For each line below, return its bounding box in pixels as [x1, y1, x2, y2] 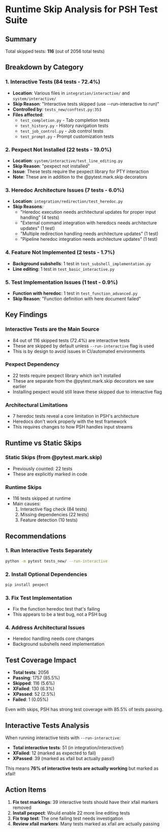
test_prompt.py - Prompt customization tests [20, 133, 114, 139]
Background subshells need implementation [12, 641, 105, 647]
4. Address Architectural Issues [5, 624, 85, 631]
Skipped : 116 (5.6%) [12, 680, 55, 687]
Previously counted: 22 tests [12, 465, 73, 471]
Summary [5, 35, 37, 43]
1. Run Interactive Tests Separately [5, 547, 93, 554]
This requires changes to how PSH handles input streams [12, 424, 133, 430]
